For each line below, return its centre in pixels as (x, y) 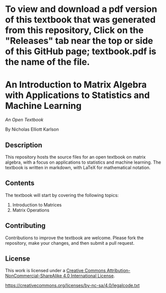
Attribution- (119, 271)
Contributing (25, 226)
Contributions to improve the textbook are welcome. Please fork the (75, 238)
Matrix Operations (31, 210)
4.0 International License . (89, 276)
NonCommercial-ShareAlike (34, 276)
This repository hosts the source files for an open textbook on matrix (75, 157)
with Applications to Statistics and (78, 95)
